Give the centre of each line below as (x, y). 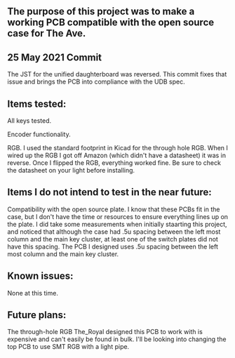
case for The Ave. (47, 33)
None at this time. (33, 293)
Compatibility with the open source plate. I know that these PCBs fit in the (114, 209)
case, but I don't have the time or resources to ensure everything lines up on (118, 216)
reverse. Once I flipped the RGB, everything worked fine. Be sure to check (114, 163)
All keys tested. (29, 121)
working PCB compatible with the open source (111, 23)
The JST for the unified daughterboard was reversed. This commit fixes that (117, 74)
